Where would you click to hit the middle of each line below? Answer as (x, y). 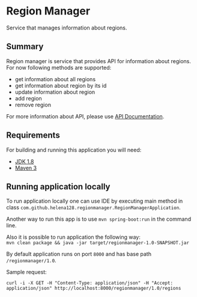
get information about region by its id (61, 85)
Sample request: (26, 272)
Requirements (33, 136)
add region (28, 98)
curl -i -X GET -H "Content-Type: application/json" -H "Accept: (89, 283)
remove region (33, 105)
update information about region (55, 92)
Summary (25, 47)
